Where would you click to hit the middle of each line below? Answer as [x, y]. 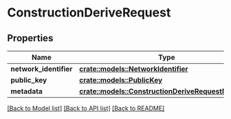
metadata [26, 91]
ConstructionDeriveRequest [89, 13]
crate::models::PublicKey [121, 80]
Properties [30, 38]
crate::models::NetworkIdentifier [133, 69]
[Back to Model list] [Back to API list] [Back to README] [86, 108]
